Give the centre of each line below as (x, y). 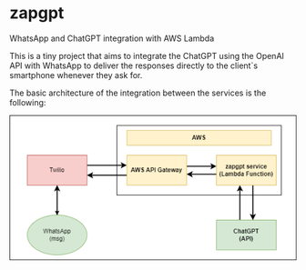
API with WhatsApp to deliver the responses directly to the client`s (133, 65)
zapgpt (37, 13)
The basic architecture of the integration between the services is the (138, 93)
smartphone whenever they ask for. (76, 75)
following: (28, 102)
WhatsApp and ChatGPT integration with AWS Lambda (112, 38)
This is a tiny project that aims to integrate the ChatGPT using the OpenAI (147, 55)
